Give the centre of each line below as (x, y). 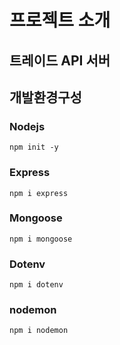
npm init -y (34, 147)
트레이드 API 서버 (60, 60)
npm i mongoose (41, 239)
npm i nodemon (39, 331)
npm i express (39, 193)
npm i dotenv (36, 285)
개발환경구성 (45, 97)
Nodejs (27, 126)
